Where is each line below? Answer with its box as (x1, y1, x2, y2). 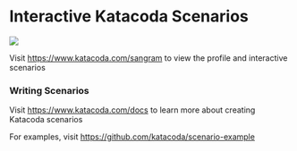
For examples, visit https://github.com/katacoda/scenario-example (9, 131, 255, 142)
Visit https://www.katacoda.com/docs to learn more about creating (9, 105, 256, 115)
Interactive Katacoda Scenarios (9, 6, 249, 27)
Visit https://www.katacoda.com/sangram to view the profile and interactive (9, 52, 288, 63)
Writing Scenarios (9, 84, 89, 96)
